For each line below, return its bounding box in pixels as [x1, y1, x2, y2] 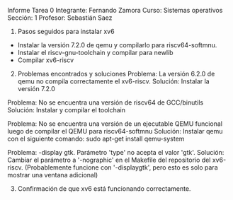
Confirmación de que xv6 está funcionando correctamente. [17, 184, 191, 193]
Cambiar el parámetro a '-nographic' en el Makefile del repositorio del [7, 155, 211, 164]
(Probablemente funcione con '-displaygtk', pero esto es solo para [24, 163, 218, 172]
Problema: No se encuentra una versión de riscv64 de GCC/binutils [7, 98, 204, 107]
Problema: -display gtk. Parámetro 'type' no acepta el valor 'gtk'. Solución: [7, 148, 225, 156]
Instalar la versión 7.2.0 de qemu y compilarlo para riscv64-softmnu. [17, 41, 217, 49]
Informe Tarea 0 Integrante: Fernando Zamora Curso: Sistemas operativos [7, 6, 223, 14]
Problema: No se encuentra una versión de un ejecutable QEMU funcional [7, 119, 223, 128]
